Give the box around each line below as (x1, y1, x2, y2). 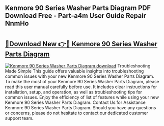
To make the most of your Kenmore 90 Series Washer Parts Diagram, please (5, 79, 160, 84)
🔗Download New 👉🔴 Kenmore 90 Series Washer (5, 39, 158, 48)
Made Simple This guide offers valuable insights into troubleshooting (5, 68, 144, 74)
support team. (5, 115, 34, 121)
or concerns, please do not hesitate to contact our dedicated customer (5, 110, 148, 116)
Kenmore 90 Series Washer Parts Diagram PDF (5, 4, 151, 12)
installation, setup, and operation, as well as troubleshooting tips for (5, 89, 142, 95)
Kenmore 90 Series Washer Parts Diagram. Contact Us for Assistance (5, 99, 146, 105)
